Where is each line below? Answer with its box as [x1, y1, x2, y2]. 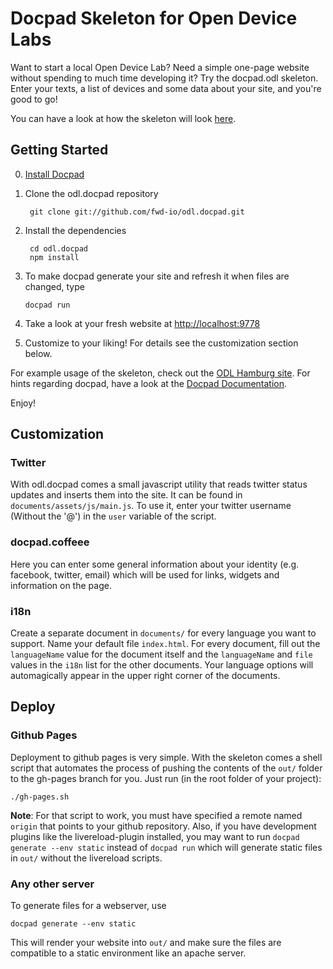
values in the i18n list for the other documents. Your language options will [10, 659, 314, 671]
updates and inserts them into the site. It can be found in [10, 489, 243, 501]
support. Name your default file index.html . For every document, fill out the [10, 638, 321, 650]
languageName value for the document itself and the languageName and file [10, 648, 313, 661]
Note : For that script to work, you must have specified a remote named [10, 809, 303, 821]
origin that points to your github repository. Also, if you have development [10, 820, 317, 832]
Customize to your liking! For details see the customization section [24, 337, 299, 349]
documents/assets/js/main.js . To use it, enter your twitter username [10, 500, 292, 512]
